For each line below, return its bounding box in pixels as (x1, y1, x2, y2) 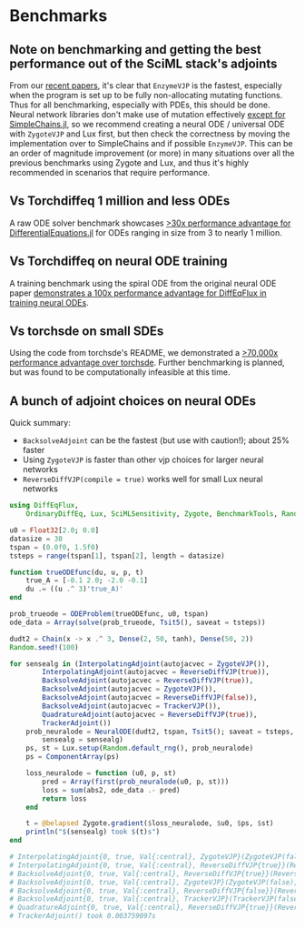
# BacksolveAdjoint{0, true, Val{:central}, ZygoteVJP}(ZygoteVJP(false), (9, 877, 299, 887)
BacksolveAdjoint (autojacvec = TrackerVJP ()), (42, 702, 221, 711)
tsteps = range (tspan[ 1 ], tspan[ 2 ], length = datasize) (9, 551, 225, 560)
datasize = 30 (9, 534, 64, 543)
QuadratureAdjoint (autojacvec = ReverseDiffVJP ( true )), (42, 710, 258, 719)
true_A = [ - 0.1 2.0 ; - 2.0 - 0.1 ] (25, 576, 148, 585)
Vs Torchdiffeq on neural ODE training (9, 254, 228, 269)
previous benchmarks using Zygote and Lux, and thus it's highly (9, 157, 250, 168)
